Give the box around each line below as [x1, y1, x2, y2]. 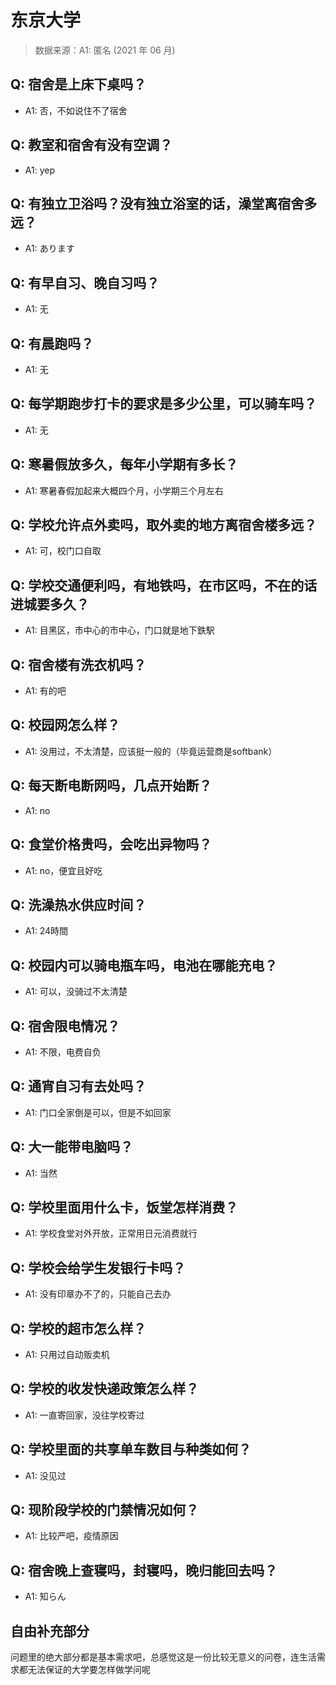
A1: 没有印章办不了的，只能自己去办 [24, 1288, 172, 1300]
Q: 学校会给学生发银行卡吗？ [10, 1259, 187, 1276]
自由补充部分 [10, 1622, 90, 1640]
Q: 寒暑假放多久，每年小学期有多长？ [10, 456, 239, 473]
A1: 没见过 [24, 1469, 67, 1481]
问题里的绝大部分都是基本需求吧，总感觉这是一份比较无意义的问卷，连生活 [10, 1651, 317, 1663]
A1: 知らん [24, 1591, 67, 1603]
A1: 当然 [24, 1167, 58, 1179]
